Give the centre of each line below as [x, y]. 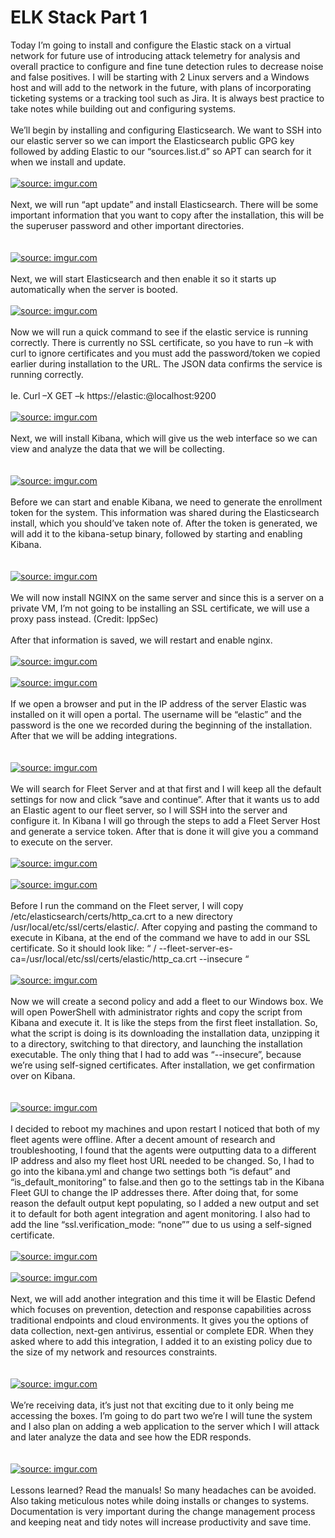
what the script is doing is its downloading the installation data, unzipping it [165, 1033]
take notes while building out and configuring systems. [123, 108]
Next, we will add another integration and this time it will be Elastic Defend [163, 1298]
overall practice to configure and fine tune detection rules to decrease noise [167, 66]
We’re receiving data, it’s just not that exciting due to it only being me [152, 1405]
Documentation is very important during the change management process [163, 1511]
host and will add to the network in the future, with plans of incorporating [161, 87]
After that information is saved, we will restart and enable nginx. [141, 640]
